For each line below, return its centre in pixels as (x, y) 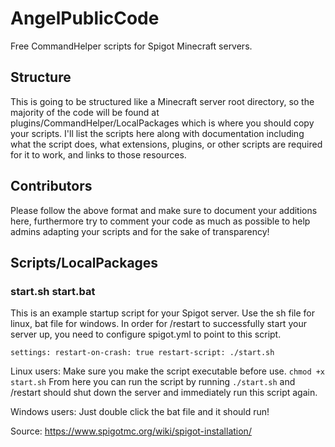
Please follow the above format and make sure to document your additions (164, 210)
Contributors (51, 186)
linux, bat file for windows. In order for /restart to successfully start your (158, 324)
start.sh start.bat (53, 291)
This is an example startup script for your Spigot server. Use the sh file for (162, 313)
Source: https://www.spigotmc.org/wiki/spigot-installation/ (131, 431)
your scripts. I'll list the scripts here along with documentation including (157, 133)
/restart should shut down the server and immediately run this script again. (164, 393)
